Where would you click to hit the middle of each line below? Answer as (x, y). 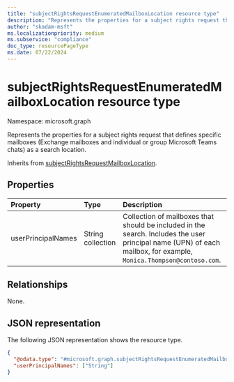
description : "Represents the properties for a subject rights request (113, 20)
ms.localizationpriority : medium (56, 33)
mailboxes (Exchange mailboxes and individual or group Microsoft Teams (112, 142)
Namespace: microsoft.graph (49, 121)
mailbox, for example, (158, 251)
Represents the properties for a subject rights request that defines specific (114, 135)
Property (26, 204)
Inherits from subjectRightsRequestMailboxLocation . (82, 163)
